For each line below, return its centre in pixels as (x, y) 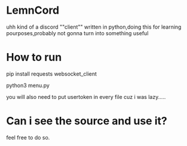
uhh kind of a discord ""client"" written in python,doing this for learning (94, 27)
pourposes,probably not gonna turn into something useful (77, 33)
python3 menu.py (28, 85)
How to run (34, 58)
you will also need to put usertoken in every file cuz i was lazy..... (86, 97)
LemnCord (33, 10)
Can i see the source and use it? (87, 121)
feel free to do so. (28, 137)
